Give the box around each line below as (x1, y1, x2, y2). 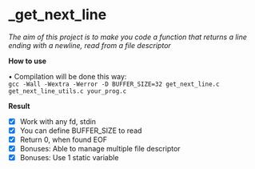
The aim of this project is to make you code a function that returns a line (8, 32, 248, 42)
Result (8, 101, 30, 111)
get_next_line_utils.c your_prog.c (8, 87, 127, 95)
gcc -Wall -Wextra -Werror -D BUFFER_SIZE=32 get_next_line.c (8, 80, 220, 88)
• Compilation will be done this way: (8, 71, 127, 81)
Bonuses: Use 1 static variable (19, 153, 119, 163)
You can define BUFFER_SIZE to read (19, 126, 142, 135)
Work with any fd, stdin (19, 116, 97, 126)
